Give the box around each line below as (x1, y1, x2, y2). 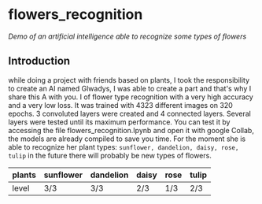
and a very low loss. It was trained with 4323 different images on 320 (8, 100, 234, 109)
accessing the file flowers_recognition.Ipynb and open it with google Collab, (8, 125, 254, 135)
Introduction (8, 54, 71, 68)
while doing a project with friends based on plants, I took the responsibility (8, 75, 250, 84)
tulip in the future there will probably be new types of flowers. (8, 150, 212, 160)
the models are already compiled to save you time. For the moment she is (8, 134, 246, 143)
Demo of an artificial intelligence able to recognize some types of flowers (8, 32, 247, 41)
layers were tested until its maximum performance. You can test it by (8, 117, 231, 127)
